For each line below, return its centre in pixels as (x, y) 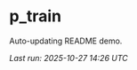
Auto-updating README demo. (66, 41)
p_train (36, 16)
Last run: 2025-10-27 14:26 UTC (68, 58)
